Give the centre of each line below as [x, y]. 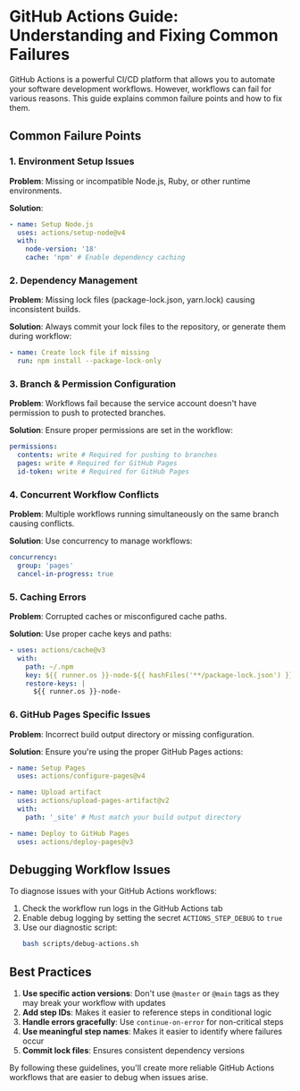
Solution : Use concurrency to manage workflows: [101, 541]
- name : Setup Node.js [51, 224]
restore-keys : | [56, 683]
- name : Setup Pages [48, 768]
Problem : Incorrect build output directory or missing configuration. [132, 734]
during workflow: [41, 337]
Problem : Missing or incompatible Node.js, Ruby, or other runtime [130, 181]
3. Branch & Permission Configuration [93, 384]
